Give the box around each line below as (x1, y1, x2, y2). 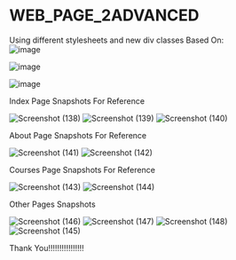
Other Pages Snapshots (9, 199, 96, 209)
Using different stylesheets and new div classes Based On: (9, 35, 224, 45)
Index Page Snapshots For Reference (9, 95, 145, 106)
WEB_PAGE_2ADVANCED (9, 5, 200, 26)
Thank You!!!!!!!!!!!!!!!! (9, 242, 84, 253)
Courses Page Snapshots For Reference (9, 164, 155, 175)
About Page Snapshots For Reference (9, 130, 147, 140)
